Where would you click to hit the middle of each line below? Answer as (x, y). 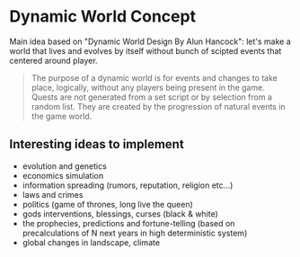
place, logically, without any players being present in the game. (148, 87)
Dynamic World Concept (102, 17)
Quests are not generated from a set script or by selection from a (151, 97)
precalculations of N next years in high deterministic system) (135, 233)
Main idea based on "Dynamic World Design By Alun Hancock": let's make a (150, 41)
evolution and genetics (65, 166)
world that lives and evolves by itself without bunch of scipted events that (146, 50)
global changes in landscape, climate (91, 242)
